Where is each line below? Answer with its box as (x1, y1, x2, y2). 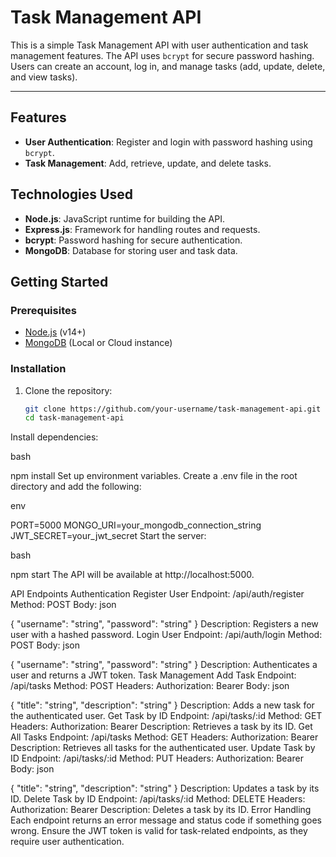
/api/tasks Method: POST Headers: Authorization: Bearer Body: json (10, 680, 290, 692)
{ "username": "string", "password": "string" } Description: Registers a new (10, 618, 319, 630)
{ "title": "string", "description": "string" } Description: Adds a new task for (10, 699, 315, 711)
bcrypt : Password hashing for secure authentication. (24, 234, 243, 246)
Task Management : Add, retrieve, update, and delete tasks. (24, 157, 272, 169)
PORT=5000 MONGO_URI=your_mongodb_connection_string (10, 519, 262, 531)
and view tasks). (10, 71, 78, 83)
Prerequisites (10, 303, 77, 317)
